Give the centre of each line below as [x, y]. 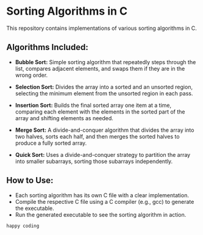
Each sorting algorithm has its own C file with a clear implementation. [102, 195]
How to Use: [30, 180]
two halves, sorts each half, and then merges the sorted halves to [97, 136]
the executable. [35, 208]
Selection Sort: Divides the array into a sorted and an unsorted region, [104, 87]
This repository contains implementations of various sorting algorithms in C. [101, 28]
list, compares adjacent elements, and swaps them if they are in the [100, 68]
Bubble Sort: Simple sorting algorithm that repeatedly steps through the [105, 62]
